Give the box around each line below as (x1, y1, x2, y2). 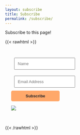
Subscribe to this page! (5, 30, 52, 36)
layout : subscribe (5, 7, 42, 12)
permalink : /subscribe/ (5, 16, 53, 21)
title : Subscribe (5, 12, 40, 17)
